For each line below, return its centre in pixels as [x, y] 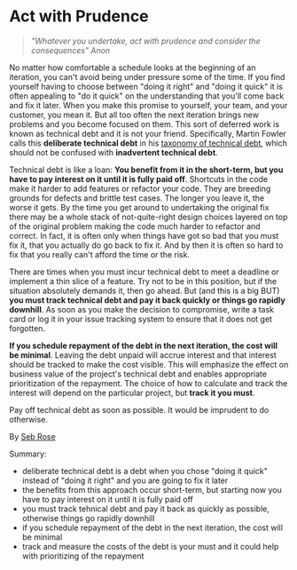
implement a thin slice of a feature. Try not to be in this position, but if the [143, 281]
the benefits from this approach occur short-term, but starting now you [152, 489]
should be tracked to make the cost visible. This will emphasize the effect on [149, 364]
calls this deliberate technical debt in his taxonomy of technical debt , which [148, 143]
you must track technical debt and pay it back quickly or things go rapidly [147, 300]
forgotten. [27, 328]
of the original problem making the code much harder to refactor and [135, 226]
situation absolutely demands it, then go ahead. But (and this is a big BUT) [145, 290]
